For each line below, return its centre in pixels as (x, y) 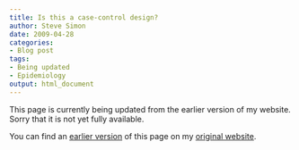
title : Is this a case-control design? (84, 17)
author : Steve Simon (48, 26)
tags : (19, 59)
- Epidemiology (38, 76)
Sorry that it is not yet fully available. (77, 119)
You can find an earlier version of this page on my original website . (133, 136)
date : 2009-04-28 (42, 34)
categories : (31, 42)
